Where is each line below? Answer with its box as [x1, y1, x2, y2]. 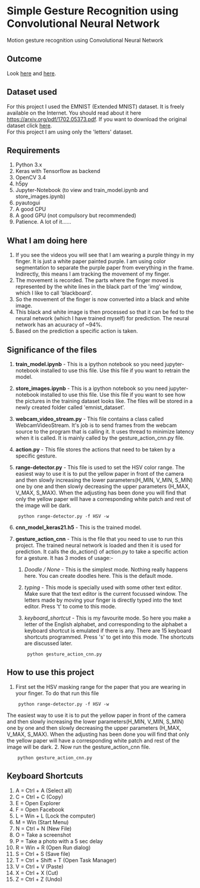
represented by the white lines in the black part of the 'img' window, [15, 283, 182, 290]
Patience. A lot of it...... [15, 218, 71, 225]
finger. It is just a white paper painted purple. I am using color [15, 258, 166, 265]
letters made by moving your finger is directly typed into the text [24, 596, 182, 604]
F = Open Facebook [15, 806, 64, 813]
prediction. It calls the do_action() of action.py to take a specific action [15, 548, 188, 555]
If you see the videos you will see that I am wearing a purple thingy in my [15, 252, 195, 259]
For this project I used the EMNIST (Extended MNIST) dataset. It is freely [7, 103, 185, 110]
